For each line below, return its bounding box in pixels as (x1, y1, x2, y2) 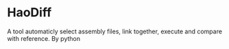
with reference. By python (7, 34, 81, 42)
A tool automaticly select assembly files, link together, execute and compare (7, 27, 223, 35)
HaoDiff (7, 5, 52, 20)
